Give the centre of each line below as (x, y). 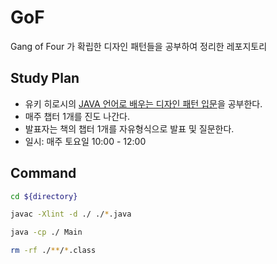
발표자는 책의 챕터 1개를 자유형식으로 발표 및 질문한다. (129, 128)
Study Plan (45, 78)
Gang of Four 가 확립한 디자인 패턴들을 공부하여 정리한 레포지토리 (139, 46)
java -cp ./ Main (46, 232)
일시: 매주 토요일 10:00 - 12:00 (85, 141)
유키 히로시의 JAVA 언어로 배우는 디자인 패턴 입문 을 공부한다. (143, 103)
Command (43, 173)
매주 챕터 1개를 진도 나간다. (77, 116)
